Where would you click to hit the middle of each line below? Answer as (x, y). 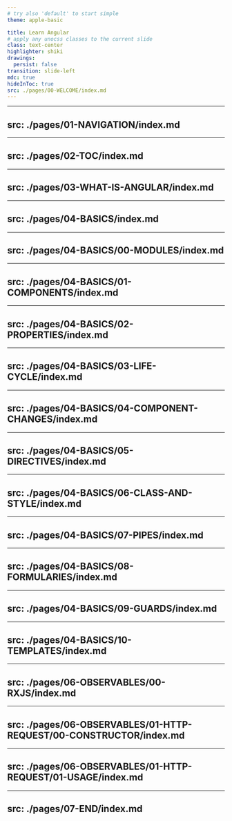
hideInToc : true (30, 84)
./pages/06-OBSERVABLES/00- (96, 682)
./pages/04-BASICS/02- (80, 324)
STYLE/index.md (44, 504)
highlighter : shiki (35, 52)
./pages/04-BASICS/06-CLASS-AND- (109, 493)
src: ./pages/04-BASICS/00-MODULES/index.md (116, 250)
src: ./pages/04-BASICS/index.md (83, 219)
